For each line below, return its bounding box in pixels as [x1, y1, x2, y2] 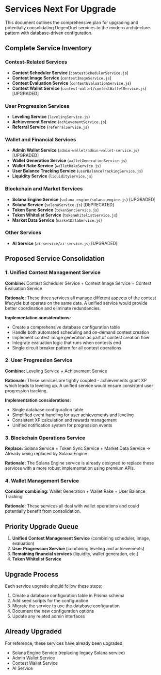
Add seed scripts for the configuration [12, 598, 89, 604]
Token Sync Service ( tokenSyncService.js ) [12, 207, 99, 212]
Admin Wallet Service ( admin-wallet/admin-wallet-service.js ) [12, 147, 139, 153]
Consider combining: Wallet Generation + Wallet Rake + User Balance [5, 488, 145, 494]
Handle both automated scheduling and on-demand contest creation [12, 329, 149, 335]
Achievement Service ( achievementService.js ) [12, 118, 107, 125]
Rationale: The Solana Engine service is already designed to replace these [5, 460, 154, 466]
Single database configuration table [12, 406, 83, 412]
